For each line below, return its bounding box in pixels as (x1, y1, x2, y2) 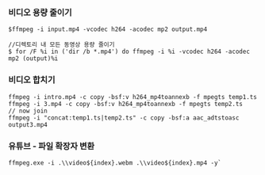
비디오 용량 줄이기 (8, 6, 73, 17)
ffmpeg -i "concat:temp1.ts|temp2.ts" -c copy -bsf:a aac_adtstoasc (8, 113, 240, 122)
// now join (8, 107, 48, 115)
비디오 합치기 (8, 74, 56, 86)
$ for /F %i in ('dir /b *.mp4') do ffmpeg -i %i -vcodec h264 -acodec (8, 48, 250, 56)
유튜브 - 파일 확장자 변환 (8, 140, 95, 151)
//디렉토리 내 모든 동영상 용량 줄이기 (8, 41, 115, 49)
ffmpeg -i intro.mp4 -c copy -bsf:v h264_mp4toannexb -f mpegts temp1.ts (8, 93, 258, 101)
